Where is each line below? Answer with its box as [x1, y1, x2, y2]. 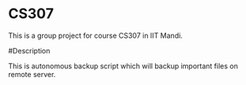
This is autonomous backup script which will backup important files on [8, 61, 239, 71]
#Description [8, 46, 51, 55]
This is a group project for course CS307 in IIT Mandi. [8, 31, 184, 40]
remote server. [8, 69, 56, 79]
